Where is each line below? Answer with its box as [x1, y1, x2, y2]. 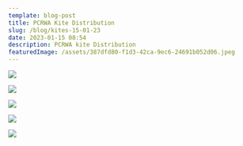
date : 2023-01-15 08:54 [8, 33, 87, 42]
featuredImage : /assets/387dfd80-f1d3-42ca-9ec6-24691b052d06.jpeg [8, 48, 236, 56]
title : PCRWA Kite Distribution [8, 19, 115, 27]
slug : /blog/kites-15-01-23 [8, 26, 101, 34]
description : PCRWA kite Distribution [8, 41, 136, 49]
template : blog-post [8, 11, 77, 20]
